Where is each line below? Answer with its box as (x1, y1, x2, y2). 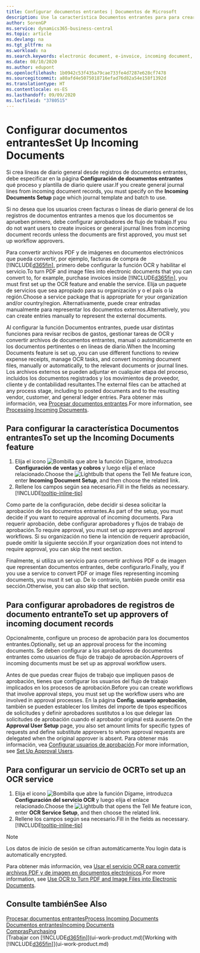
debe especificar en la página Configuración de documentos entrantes (6, 174, 183, 182)
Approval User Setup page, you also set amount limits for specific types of (6, 722, 190, 729)
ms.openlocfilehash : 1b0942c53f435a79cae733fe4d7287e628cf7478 (6, 70, 167, 76)
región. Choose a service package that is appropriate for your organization (6, 293, 187, 300)
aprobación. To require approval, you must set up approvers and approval (6, 527, 185, 534)
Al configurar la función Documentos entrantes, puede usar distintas (6, 324, 174, 331)
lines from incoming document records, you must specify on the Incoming (6, 187, 189, 195)
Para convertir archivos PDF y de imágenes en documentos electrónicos (6, 248, 184, 256)
